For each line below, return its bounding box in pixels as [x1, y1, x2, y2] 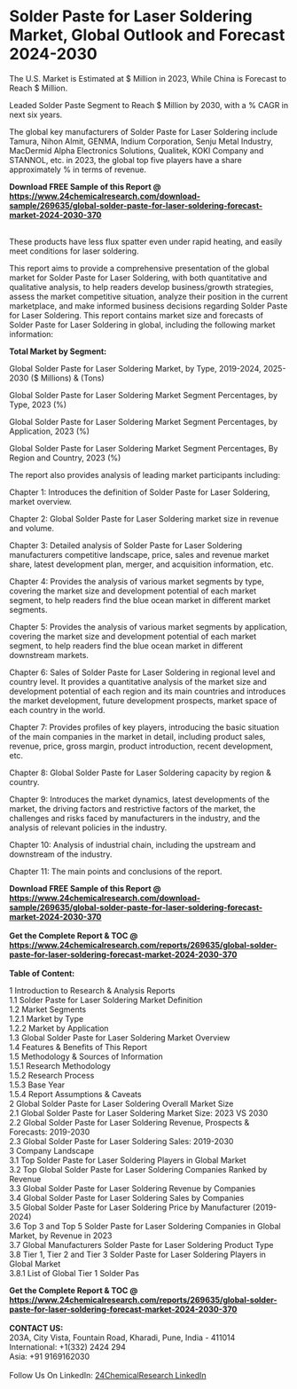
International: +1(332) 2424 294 [9, 1341, 126, 1352]
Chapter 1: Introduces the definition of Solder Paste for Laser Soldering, [9, 486, 270, 498]
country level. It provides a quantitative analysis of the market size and [9, 676, 268, 687]
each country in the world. [9, 704, 106, 715]
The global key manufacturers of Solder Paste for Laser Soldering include [9, 126, 277, 137]
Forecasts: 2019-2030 [9, 1126, 90, 1137]
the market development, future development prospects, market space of [9, 694, 277, 706]
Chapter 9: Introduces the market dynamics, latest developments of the [9, 794, 270, 804]
